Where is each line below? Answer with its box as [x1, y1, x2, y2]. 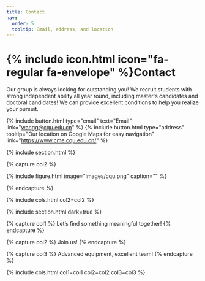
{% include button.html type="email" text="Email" [6, 117, 132, 125]
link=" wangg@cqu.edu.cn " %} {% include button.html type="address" [6, 124, 185, 131]
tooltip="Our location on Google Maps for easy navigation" [6, 130, 155, 138]
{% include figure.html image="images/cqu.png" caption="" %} [6, 172, 167, 180]
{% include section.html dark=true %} [6, 208, 102, 215]
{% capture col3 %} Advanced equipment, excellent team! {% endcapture [6, 250, 193, 258]
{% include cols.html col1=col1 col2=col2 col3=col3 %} [6, 269, 146, 276]
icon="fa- [117, 53, 170, 66]
